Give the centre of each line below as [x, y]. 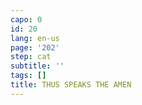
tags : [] [28, 76]
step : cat [31, 57]
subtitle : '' [37, 66]
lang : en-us [35, 38]
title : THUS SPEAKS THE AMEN [71, 85]
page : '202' [35, 47]
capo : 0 [26, 19]
